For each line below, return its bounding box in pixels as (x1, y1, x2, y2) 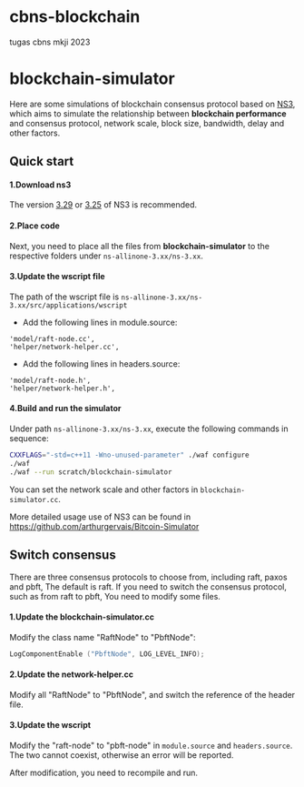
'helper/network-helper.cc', (9, 342, 120, 351)
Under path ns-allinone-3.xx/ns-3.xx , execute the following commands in (9, 423, 289, 434)
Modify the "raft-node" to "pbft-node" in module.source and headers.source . (9, 740, 293, 751)
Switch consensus (9, 548, 116, 563)
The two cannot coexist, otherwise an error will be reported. (9, 750, 234, 761)
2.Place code (9, 220, 61, 231)
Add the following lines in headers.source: (22, 358, 181, 369)
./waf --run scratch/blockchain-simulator (9, 467, 172, 477)
